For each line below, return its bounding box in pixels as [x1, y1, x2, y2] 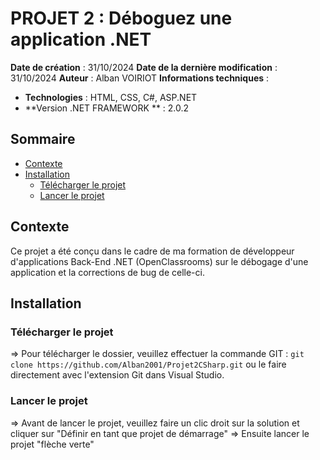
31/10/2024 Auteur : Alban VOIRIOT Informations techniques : [10, 72, 270, 84]
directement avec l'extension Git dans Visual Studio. [10, 369, 225, 381]
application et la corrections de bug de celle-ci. [10, 266, 205, 278]
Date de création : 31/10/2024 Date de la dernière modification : [10, 61, 278, 73]
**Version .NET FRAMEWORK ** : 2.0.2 [24, 102, 190, 114]
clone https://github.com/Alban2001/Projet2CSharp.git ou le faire [10, 358, 287, 371]
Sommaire [10, 131, 76, 148]
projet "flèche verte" [10, 438, 95, 450]
